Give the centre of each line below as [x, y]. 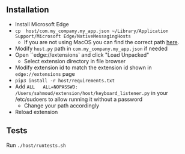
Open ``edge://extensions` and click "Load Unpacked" [82, 55]
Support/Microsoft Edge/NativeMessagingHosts [73, 36]
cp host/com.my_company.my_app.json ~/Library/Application [92, 31]
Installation [28, 10]
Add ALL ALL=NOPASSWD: [46, 87]
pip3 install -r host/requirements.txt [65, 81]
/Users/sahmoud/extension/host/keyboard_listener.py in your [91, 93]
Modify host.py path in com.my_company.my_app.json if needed [91, 48]
